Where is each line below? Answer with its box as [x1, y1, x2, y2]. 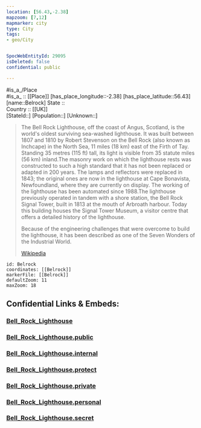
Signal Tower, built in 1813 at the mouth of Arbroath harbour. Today [21, 200, 187, 208]
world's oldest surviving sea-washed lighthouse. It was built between [21, 130, 194, 137]
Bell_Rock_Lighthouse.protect [6, 365, 97, 374]
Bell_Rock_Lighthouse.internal [6, 349, 98, 357]
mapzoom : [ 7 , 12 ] [6, 14, 47, 21]
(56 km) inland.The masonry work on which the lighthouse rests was [21, 155, 192, 163]
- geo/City [6, 37, 34, 43]
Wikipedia [21, 249, 46, 257]
